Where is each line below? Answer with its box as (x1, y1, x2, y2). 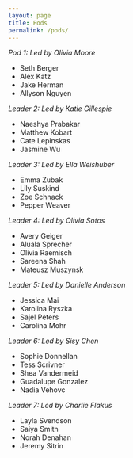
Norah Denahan (19, 433, 71, 442)
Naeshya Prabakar (19, 120, 81, 129)
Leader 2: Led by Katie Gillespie (8, 104, 112, 113)
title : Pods (8, 19, 47, 27)
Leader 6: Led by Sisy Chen (8, 336, 99, 345)
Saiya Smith (19, 425, 59, 434)
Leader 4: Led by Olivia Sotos (8, 216, 105, 226)
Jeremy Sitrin (19, 441, 64, 451)
